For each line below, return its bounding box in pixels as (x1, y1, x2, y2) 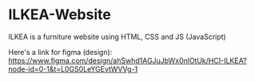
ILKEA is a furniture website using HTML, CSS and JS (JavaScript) (8, 32, 226, 41)
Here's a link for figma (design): (8, 47, 113, 57)
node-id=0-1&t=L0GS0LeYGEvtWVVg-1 (8, 64, 138, 73)
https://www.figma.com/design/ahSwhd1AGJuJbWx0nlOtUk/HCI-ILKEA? (8, 56, 247, 65)
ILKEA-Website (8, 6, 112, 24)
